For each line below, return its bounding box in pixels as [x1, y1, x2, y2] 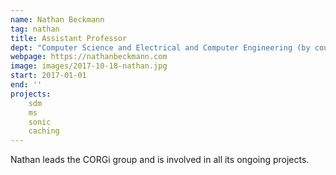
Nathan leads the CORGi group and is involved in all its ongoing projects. [10, 154, 310, 166]
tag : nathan [10, 24, 60, 34]
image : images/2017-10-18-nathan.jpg [10, 61, 168, 71]
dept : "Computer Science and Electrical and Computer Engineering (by [10, 42, 311, 53]
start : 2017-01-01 [10, 71, 87, 81]
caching [28, 126, 60, 136]
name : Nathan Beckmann [10, 14, 105, 25]
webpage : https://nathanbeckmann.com [10, 52, 168, 62]
